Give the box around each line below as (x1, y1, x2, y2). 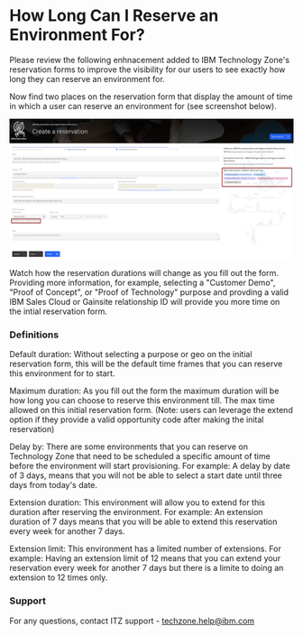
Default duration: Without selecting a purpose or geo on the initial (9, 349, 252, 360)
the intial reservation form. (9, 306, 108, 317)
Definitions (9, 328, 60, 341)
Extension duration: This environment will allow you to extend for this (9, 497, 266, 508)
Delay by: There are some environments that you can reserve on (9, 441, 248, 452)
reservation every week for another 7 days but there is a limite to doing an (9, 563, 284, 574)
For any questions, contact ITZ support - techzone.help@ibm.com (9, 615, 255, 626)
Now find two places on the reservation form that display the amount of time (9, 91, 293, 102)
